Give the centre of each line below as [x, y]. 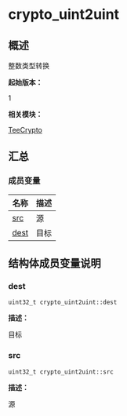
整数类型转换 [29, 66]
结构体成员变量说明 [54, 263]
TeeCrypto [25, 130]
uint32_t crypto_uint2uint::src [61, 372]
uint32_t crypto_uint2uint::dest [63, 303]
